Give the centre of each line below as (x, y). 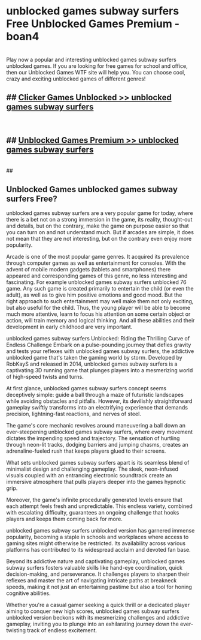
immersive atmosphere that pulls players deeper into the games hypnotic (96, 482)
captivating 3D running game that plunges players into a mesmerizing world (100, 370)
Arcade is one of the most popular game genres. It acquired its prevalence (98, 257)
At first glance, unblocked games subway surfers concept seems (86, 388)
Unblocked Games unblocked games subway (92, 189)
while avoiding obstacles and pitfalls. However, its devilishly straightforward (99, 401)
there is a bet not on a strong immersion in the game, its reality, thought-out (99, 220)
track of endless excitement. (62, 630)
